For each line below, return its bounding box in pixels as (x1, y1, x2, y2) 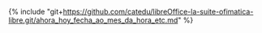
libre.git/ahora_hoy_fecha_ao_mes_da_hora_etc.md (8, 15, 178, 25)
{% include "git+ (8, 7, 63, 16)
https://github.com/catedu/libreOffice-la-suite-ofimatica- (62, 7, 254, 16)
